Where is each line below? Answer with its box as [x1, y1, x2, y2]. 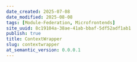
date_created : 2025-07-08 [6, 8, 70, 15]
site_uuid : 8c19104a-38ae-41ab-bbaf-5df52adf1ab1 [6, 25, 132, 31]
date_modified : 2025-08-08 [6, 14, 73, 20]
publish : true [6, 31, 42, 37]
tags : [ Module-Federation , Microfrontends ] [6, 19, 116, 25]
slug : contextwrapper [6, 42, 60, 48]
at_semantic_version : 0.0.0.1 [6, 47, 81, 53]
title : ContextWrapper [6, 36, 62, 42]
